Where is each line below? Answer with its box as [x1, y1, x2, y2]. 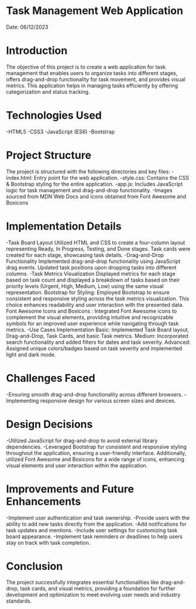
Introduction [6, 44, 68, 57]
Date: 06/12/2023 [6, 23, 49, 30]
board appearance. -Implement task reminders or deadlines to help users [6, 533, 183, 540]
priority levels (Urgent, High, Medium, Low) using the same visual [6, 282, 164, 289]
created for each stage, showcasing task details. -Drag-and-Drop [6, 251, 164, 258]
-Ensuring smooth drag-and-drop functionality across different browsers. [6, 391, 183, 398]
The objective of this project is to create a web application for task [6, 63, 166, 70]
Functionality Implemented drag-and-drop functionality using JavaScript [6, 258, 181, 265]
